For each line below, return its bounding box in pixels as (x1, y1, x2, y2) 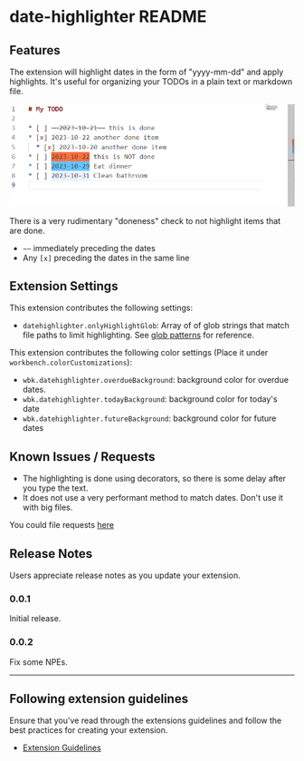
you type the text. (22, 483, 89, 493)
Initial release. (9, 613, 62, 624)
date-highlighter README (9, 6, 207, 27)
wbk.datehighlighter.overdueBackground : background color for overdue (22, 375, 290, 385)
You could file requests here (9, 520, 115, 531)
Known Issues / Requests (9, 449, 156, 464)
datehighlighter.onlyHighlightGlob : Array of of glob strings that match (22, 320, 290, 331)
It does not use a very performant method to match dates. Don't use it (22, 493, 283, 503)
